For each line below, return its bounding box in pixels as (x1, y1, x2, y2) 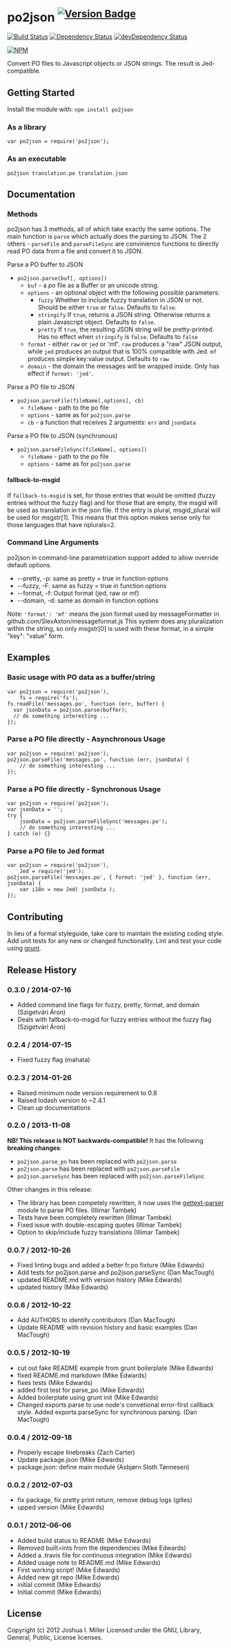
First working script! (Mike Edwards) (17, 1566, 121, 1574)
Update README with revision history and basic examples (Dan (17, 1324, 198, 1332)
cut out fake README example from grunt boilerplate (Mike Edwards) (17, 1364, 214, 1372)
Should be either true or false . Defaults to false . (37, 303, 177, 311)
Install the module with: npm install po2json (7, 105, 134, 113)
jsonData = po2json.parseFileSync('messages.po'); (19, 818, 168, 825)
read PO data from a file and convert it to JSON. (7, 247, 143, 255)
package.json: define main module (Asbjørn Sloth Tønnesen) (17, 1463, 190, 1472)
